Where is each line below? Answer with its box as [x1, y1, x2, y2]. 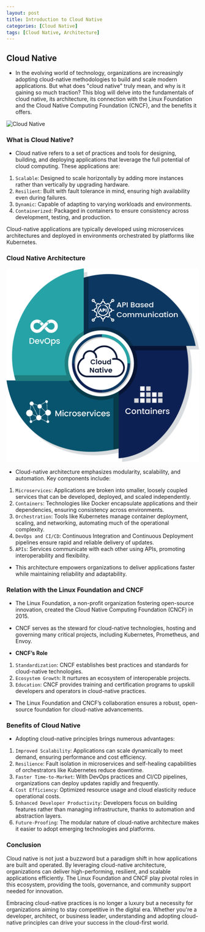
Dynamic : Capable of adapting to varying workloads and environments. [15, 200, 192, 208]
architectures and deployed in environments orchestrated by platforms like [6, 232, 195, 240]
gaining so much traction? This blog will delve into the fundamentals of [15, 89, 194, 96]
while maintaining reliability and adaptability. [15, 570, 127, 578]
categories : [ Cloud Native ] [6, 23, 78, 29]
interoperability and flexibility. [15, 552, 90, 559]
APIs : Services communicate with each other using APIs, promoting [15, 545, 185, 552]
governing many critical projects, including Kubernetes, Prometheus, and [15, 630, 199, 638]
